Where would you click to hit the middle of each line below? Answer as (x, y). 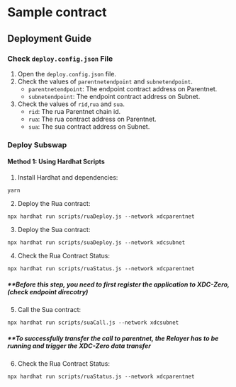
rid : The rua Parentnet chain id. (74, 111)
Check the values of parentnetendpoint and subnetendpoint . (105, 81)
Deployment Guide (50, 39)
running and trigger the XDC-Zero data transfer (79, 346)
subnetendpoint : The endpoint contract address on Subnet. (114, 96)
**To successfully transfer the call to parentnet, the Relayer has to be (113, 338)
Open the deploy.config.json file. (67, 74)
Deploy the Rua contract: (54, 203)
